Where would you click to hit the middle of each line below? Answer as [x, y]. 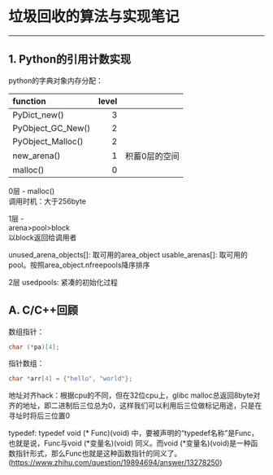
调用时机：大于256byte [48, 201]
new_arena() [37, 156]
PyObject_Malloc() [48, 141]
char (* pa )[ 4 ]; [34, 347]
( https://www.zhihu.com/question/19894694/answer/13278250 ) [115, 463]
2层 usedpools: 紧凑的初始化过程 [63, 282]
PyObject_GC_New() [52, 128]
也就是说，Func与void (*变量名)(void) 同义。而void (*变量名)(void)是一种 [130, 443]
